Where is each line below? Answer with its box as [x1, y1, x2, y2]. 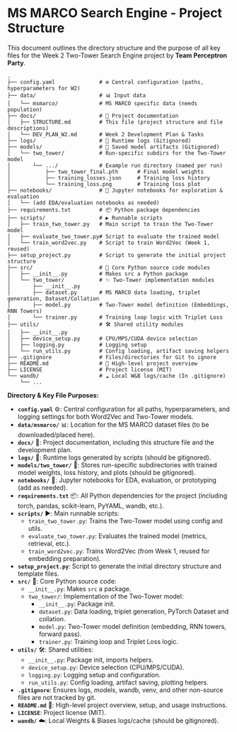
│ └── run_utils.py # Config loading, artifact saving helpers [7, 347, 230, 354]
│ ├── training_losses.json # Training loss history [7, 174, 211, 182]
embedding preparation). [28, 554, 101, 562]
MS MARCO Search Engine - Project [7, 5, 223, 21]
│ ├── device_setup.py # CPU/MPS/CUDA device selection [7, 335, 198, 342]
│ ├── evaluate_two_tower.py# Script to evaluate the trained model [7, 233, 220, 240]
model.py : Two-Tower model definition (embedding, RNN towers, [38, 622, 226, 630]
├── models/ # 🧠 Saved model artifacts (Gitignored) [7, 143, 220, 151]
